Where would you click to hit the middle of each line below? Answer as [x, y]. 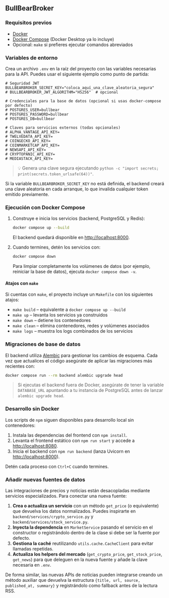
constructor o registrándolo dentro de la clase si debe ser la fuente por [86, 533]
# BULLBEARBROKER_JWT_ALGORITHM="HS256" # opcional [62, 92]
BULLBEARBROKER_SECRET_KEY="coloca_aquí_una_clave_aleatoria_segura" [80, 88]
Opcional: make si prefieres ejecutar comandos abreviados [73, 45]
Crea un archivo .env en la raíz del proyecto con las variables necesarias [81, 68]
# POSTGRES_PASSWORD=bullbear [37, 114]
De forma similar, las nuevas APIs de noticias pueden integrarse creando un [84, 575]
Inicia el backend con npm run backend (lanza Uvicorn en [71, 451]
